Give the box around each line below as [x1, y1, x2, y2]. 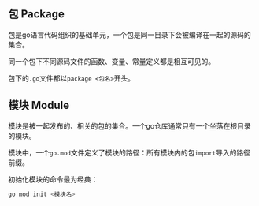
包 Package [8, 7, 65, 21]
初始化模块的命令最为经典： [8, 174, 98, 184]
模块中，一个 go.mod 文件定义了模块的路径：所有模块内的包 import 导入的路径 [8, 148, 250, 157]
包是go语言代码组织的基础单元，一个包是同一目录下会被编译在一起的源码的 [8, 30, 251, 39]
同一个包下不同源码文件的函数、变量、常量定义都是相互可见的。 [8, 56, 215, 66]
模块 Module [8, 99, 69, 112]
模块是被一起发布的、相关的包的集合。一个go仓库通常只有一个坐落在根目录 [8, 121, 251, 130]
